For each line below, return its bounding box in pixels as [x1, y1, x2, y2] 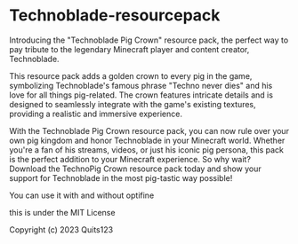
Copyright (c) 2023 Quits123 [9, 224, 114, 235]
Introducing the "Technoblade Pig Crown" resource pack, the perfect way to [9, 35, 289, 45]
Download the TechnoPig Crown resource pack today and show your [9, 163, 262, 174]
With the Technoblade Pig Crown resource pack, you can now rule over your [9, 125, 289, 136]
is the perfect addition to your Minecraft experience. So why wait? [9, 153, 252, 164]
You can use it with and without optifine [9, 190, 155, 201]
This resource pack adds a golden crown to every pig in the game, [9, 70, 253, 81]
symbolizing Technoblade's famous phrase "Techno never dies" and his [9, 80, 273, 91]
